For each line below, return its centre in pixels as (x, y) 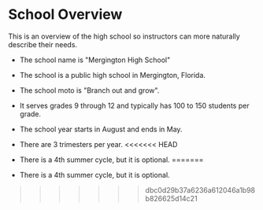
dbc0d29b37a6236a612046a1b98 (200, 190)
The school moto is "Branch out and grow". (89, 90)
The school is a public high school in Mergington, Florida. (113, 75)
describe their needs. (43, 44)
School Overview (65, 15)
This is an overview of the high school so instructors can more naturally (124, 36)
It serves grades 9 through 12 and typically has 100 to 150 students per (134, 105)
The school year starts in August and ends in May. (101, 129)
